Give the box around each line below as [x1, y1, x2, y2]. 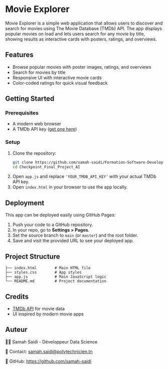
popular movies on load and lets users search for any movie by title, [5, 31, 145, 37]
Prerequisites [5, 109, 39, 116]
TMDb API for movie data [12, 305, 65, 311]
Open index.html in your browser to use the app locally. [12, 184, 128, 190]
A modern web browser [12, 121, 62, 127]
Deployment [5, 199, 45, 207]
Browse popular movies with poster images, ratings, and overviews [12, 64, 151, 70]
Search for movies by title [12, 69, 66, 75]
